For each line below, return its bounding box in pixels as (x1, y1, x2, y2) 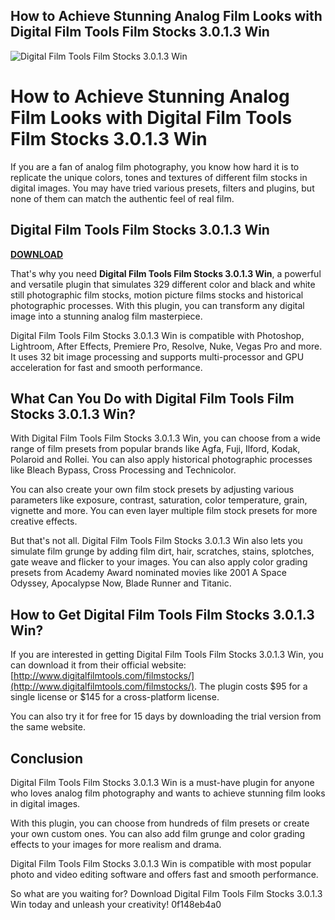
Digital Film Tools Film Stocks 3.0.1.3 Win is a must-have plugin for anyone (10, 777, 315, 788)
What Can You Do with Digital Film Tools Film (10, 390, 295, 407)
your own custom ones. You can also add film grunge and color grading (10, 828, 306, 839)
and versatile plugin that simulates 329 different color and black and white (10, 278, 316, 290)
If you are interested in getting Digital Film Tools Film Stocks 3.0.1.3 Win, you (10, 649, 324, 661)
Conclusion (10, 750, 84, 767)
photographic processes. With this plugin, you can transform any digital (10, 299, 305, 311)
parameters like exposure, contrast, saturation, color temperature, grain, (10, 494, 308, 506)
